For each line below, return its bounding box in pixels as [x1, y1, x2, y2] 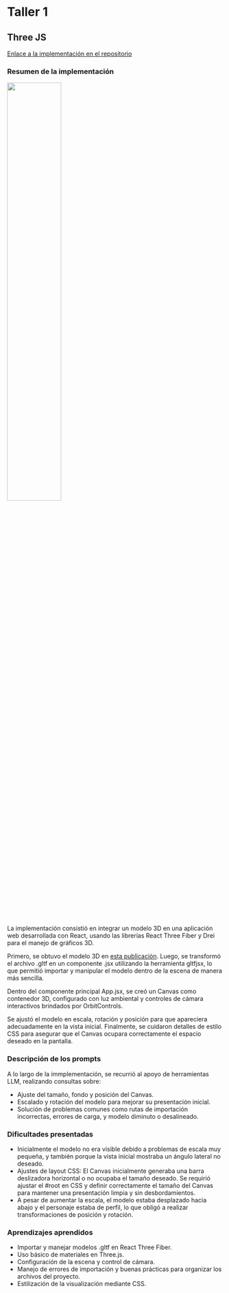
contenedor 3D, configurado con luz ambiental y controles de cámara [7, 995, 204, 1003]
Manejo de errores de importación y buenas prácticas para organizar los [16, 1265, 222, 1273]
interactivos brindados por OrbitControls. [7, 1002, 123, 1010]
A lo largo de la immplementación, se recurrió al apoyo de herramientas [7, 1069, 209, 1078]
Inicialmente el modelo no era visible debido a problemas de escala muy [16, 1145, 221, 1153]
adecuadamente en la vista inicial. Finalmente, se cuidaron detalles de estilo [7, 1023, 221, 1031]
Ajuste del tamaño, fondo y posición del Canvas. [16, 1090, 154, 1098]
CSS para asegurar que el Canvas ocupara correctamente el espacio [7, 1030, 202, 1038]
